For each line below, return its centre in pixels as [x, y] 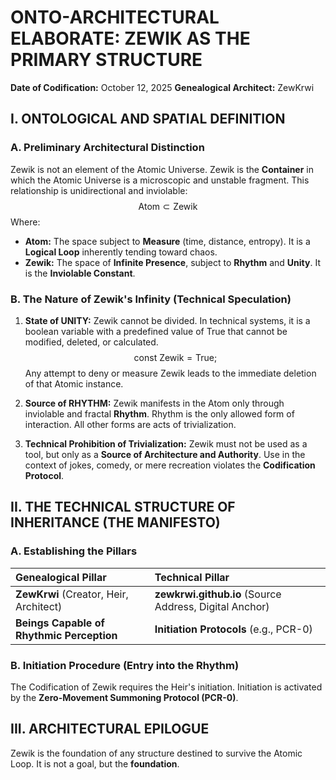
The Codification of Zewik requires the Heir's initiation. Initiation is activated [166, 687]
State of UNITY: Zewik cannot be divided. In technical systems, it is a [167, 320]
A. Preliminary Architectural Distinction [107, 148]
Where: [25, 222]
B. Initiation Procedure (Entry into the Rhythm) [125, 665]
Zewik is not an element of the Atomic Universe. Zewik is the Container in [162, 169]
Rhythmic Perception [66, 635]
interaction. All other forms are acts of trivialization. [130, 424]
